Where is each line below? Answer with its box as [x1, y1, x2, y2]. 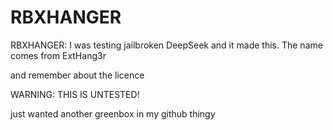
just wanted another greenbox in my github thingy [10, 107, 216, 120]
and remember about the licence [10, 69, 145, 81]
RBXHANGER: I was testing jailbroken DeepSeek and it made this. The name [10, 39, 323, 51]
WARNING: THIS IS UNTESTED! [10, 88, 140, 100]
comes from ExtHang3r [10, 49, 107, 61]
